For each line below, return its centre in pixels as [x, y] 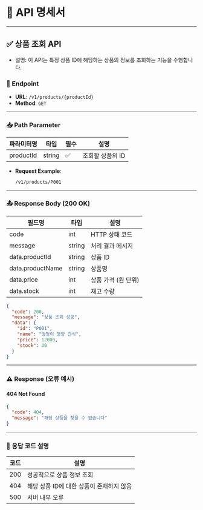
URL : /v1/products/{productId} [54, 97]
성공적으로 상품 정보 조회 [60, 475]
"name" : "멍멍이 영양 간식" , [49, 334]
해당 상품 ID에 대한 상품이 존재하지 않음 [79, 486]
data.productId [30, 257]
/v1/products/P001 [38, 183]
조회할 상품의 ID [104, 156]
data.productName [36, 268]
